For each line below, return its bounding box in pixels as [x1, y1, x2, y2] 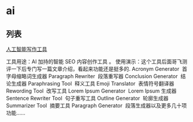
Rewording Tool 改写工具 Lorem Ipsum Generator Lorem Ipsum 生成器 [6, 87, 177, 94]
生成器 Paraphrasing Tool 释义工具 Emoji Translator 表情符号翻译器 [11, 80, 174, 87]
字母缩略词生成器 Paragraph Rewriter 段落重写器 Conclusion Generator [6, 73, 178, 80]
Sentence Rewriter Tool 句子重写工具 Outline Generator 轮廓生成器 [6, 95, 168, 101]
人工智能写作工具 [6, 46, 47, 52]
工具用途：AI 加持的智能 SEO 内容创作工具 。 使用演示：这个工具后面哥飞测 [6, 58, 188, 65]
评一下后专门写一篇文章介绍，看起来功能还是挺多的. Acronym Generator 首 [6, 66, 188, 72]
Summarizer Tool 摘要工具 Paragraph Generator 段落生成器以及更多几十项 [6, 102, 187, 109]
